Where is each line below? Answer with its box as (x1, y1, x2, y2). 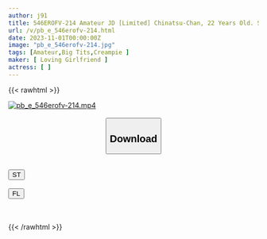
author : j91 (8, 11, 48, 20)
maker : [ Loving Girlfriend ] (8, 56, 109, 64)
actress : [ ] (8, 64, 52, 71)
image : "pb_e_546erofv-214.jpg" (8, 41, 115, 49)
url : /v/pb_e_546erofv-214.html (8, 26, 115, 34)
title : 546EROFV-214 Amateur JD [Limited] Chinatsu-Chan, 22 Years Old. (8, 19, 254, 27)
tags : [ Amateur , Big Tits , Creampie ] (8, 48, 130, 56)
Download (110, 133, 157, 145)
